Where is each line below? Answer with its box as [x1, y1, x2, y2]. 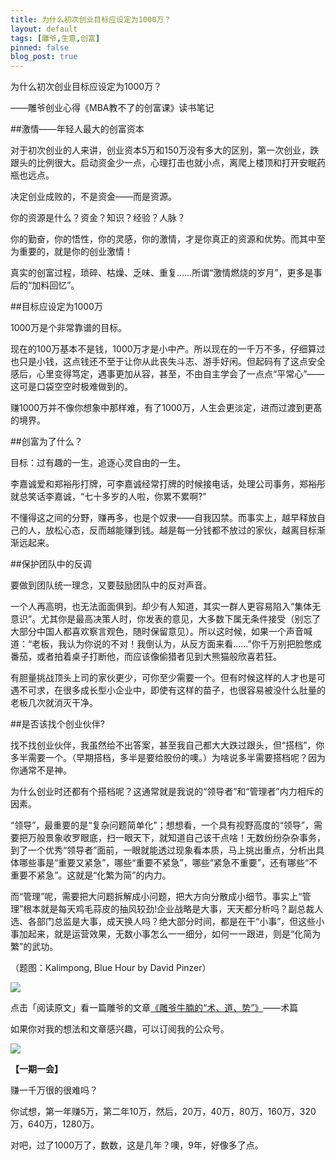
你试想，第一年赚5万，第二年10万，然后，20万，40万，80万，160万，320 [10, 1106, 317, 1118]
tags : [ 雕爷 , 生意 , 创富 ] [10, 33, 101, 43]
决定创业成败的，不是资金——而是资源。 [10, 191, 177, 203]
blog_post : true [10, 52, 78, 62]
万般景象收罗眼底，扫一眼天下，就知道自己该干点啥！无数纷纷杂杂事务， [27, 832, 326, 844]
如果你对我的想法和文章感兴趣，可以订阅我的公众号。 [10, 1023, 230, 1035]
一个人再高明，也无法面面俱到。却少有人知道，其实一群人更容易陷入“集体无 [10, 601, 322, 613]
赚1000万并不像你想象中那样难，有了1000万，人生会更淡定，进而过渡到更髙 [10, 402, 323, 414]
